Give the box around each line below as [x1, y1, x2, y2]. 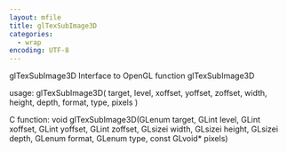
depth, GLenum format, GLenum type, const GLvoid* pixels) [9, 133, 228, 144]
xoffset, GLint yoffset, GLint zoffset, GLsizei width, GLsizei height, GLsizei [9, 124, 278, 134]
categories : [9, 29, 53, 38]
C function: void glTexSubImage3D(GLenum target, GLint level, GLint [9, 115, 260, 125]
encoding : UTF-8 [9, 46, 69, 55]
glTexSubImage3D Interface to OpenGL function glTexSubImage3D [9, 70, 255, 81]
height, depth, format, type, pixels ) [9, 97, 139, 108]
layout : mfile [9, 12, 62, 22]
